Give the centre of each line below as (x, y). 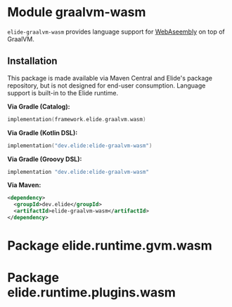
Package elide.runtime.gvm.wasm (110, 246)
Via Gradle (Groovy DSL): (45, 159)
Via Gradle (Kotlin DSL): (43, 132)
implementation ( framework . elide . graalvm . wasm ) (77, 119)
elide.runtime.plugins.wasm (91, 293)
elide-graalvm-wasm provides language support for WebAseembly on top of (116, 32)
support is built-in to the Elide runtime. (63, 93)
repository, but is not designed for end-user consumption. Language (107, 86)
